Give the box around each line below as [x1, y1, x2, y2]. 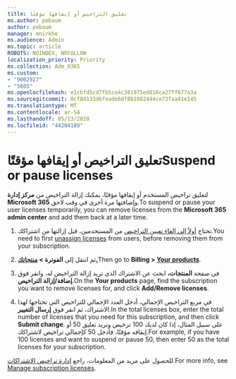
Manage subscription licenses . [7, 364, 97, 373]
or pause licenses [7, 167, 113, 184]
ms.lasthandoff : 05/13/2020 [7, 115, 90, 122]
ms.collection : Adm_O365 [7, 63, 80, 70]
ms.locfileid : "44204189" [7, 121, 83, 129]
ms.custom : [7, 69, 39, 76]
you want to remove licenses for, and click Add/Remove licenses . [17, 284, 209, 293]
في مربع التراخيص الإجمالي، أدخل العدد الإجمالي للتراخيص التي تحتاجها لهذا [17, 298, 212, 306]
